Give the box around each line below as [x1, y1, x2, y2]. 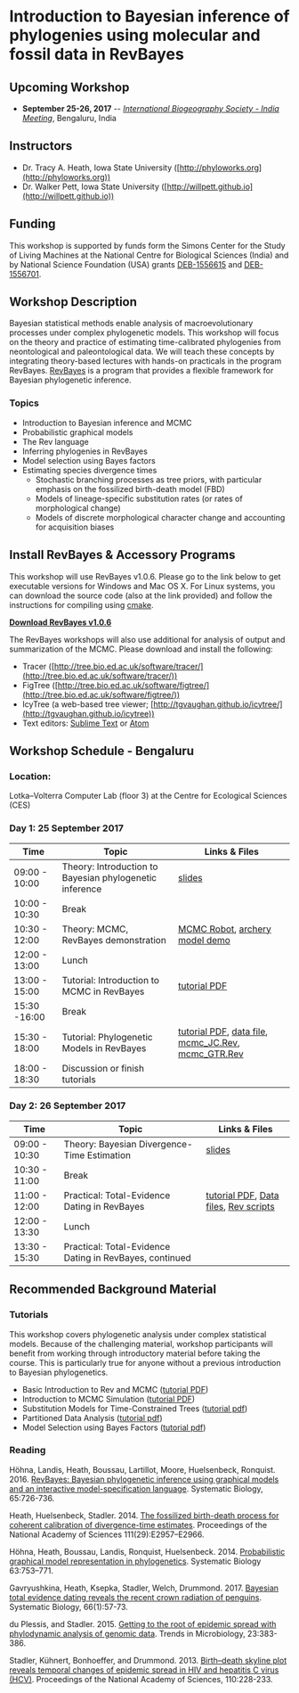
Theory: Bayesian [63, 1138, 137, 1150]
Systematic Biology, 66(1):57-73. [9, 1601, 129, 1612]
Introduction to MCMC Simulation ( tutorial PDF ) [21, 1393, 196, 1404]
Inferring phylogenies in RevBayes [21, 446, 149, 456]
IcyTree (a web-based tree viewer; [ [21, 698, 154, 710]
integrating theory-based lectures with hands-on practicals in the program [9, 356, 282, 366]
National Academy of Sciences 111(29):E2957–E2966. [9, 1529, 205, 1540]
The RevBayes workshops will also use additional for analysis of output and [9, 634, 286, 645]
